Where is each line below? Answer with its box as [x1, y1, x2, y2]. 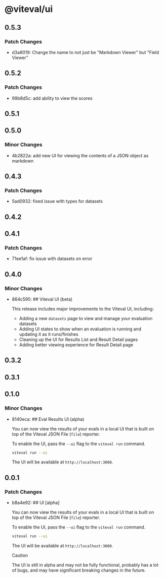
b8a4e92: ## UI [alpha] [11, 500, 60, 506]
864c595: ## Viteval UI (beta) [11, 296, 73, 302]
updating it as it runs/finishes [19, 331, 79, 337]
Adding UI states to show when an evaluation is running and [19, 326, 142, 332]
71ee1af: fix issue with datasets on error [11, 256, 92, 261]
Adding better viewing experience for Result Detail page [19, 342, 134, 348]
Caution [11, 552, 28, 558]
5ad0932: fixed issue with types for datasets [11, 198, 103, 204]
